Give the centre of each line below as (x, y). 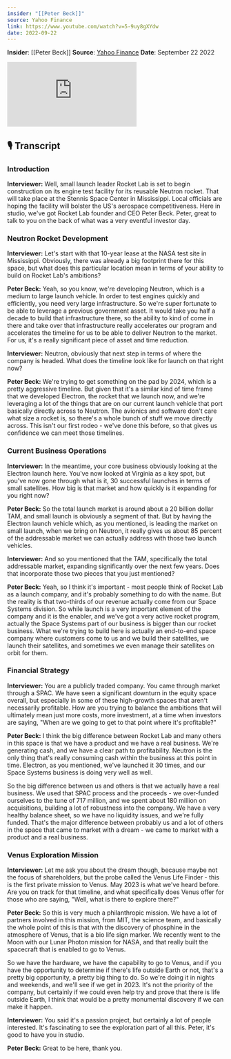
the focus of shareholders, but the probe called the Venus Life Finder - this (113, 877)
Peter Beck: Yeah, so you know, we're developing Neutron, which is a (106, 289)
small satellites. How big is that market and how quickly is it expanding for (112, 488)
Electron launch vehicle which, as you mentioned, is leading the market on (113, 523)
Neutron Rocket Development (58, 238)
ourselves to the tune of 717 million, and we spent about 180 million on (107, 800)
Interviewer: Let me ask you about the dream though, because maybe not (112, 870)
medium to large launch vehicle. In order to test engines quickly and (103, 296)
